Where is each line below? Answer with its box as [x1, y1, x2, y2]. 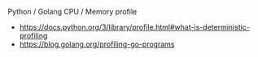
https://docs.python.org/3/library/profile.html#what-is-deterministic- [19, 22, 250, 31]
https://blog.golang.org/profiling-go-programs [19, 39, 175, 49]
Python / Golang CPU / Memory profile [7, 7, 138, 16]
